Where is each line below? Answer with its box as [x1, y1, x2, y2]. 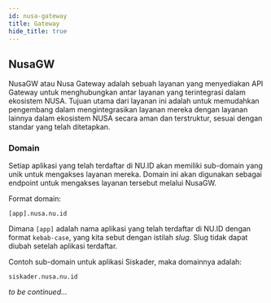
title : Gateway [8, 20, 60, 28]
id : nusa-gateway [8, 11, 68, 20]
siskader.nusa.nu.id [8, 273, 79, 281]
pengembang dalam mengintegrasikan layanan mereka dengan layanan [8, 105, 248, 115]
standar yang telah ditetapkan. [8, 122, 111, 132]
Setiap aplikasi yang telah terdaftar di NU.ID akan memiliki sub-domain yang [8, 160, 263, 171]
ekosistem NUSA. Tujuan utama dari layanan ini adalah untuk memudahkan [8, 96, 260, 106]
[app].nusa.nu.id [8, 209, 68, 218]
